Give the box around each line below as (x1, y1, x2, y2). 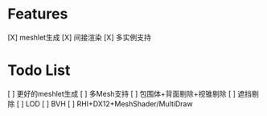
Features (7, 5, 68, 23)
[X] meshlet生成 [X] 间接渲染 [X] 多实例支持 (7, 32, 152, 42)
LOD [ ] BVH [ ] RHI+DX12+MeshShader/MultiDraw (26, 98, 194, 109)
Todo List (7, 61, 71, 80)
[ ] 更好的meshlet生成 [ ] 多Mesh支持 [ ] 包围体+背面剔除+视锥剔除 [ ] (7, 89, 236, 98)
